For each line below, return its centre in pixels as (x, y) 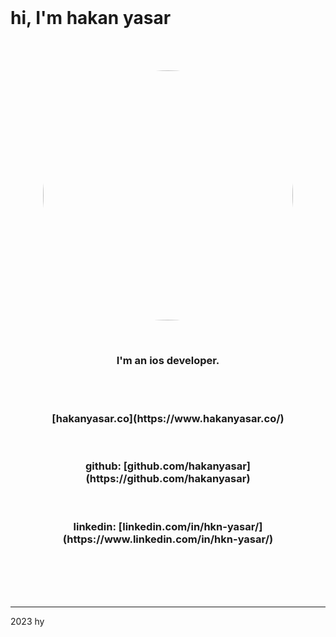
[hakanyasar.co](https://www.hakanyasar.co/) (168, 419)
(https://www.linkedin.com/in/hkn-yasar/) (168, 539)
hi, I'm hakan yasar (91, 18)
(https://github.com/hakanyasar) (168, 479)
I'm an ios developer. (168, 360)
